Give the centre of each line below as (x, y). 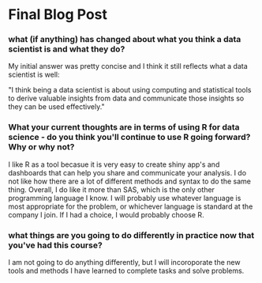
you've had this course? (55, 245)
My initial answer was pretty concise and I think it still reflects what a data (128, 66)
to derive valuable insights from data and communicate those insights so (126, 98)
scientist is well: (34, 75)
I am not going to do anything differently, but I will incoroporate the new (124, 262)
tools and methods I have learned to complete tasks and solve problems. (126, 271)
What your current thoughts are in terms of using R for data (124, 127)
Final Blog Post (58, 15)
